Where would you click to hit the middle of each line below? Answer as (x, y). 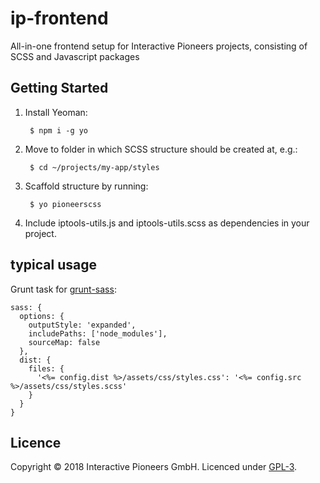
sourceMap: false (64, 342)
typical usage (53, 265)
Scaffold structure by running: (86, 186)
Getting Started (59, 88)
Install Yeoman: (56, 112)
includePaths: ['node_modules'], (98, 333)
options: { (42, 316)
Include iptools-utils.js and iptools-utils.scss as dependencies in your (167, 223)
